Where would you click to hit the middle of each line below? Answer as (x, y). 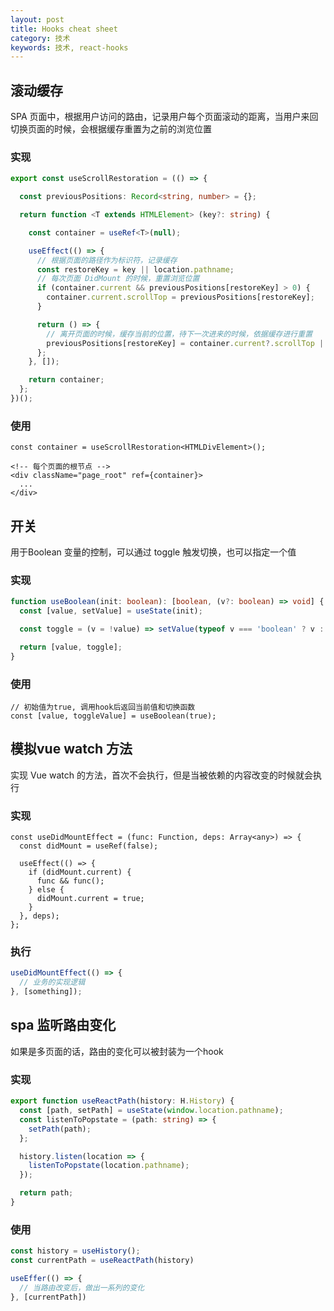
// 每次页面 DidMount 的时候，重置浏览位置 (118, 279)
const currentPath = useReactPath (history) (102, 1261)
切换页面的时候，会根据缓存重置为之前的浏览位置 (111, 129)
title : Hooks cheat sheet (64, 29)
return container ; (66, 380)
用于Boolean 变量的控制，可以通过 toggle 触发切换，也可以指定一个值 (153, 552)
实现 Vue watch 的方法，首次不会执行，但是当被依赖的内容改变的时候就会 (161, 775)
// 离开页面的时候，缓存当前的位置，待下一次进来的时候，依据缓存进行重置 (179, 334)
